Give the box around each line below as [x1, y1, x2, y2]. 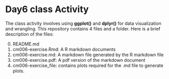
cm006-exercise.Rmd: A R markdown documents [12, 46, 116, 52]
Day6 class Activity [5, 4, 89, 15]
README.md [12, 41, 40, 47]
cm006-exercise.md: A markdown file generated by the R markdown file [12, 52, 164, 58]
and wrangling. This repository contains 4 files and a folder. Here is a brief [5, 25, 161, 31]
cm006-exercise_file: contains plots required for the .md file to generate [12, 62, 163, 68]
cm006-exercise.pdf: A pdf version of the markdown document [12, 57, 146, 63]
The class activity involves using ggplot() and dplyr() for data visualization [5, 20, 161, 26]
